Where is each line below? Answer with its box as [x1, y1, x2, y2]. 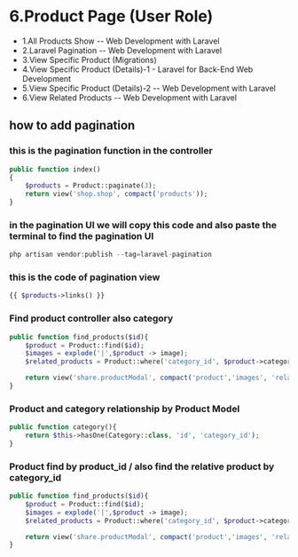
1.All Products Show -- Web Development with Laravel [21, 36, 220, 46]
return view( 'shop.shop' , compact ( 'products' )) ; [25, 189, 208, 199]
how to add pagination [9, 118, 136, 133]
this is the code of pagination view [9, 271, 161, 283]
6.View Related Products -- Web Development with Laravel [21, 92, 238, 103]
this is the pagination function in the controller [9, 145, 213, 157]
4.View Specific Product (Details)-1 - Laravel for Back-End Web [21, 64, 254, 75]
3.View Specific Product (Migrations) [21, 54, 157, 65]
